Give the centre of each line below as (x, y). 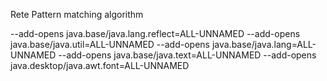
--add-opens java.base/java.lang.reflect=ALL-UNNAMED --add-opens (155, 33)
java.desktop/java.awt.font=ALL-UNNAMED (100, 65)
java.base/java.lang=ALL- (264, 44)
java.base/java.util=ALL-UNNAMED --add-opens (110, 44)
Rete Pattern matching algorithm (77, 14)
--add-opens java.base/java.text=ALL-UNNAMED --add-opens (187, 55)
